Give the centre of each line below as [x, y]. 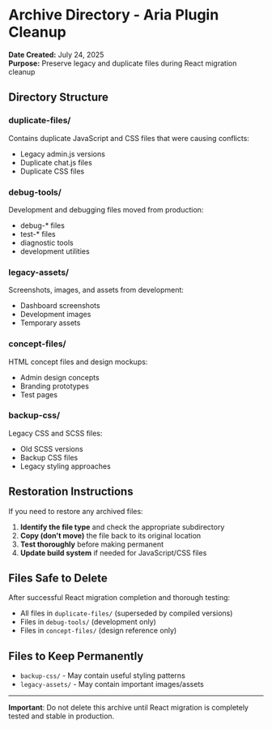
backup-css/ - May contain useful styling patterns [103, 675]
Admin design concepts [59, 377]
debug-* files [42, 225]
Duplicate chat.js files [56, 162]
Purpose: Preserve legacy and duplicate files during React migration [123, 63]
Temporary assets [50, 323]
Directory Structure [59, 98]
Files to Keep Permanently [76, 656]
